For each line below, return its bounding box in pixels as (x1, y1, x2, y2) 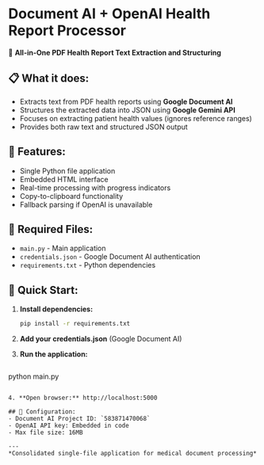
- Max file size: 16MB (8, 429, 83, 436)
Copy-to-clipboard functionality (19, 191, 124, 200)
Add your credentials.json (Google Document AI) (19, 334, 182, 344)
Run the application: (19, 349, 89, 359)
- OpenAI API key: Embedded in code (8, 421, 129, 430)
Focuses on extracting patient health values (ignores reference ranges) (19, 113, 252, 123)
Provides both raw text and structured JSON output (19, 122, 188, 131)
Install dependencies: (19, 304, 94, 314)
